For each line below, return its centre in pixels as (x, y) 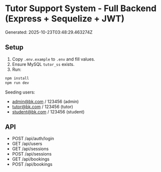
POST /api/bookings (32, 164)
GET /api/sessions (30, 149)
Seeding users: (20, 92)
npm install (17, 78)
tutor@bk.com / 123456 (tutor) (43, 107)
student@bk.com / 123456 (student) (48, 111)
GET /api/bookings (31, 159)
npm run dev (17, 83)
